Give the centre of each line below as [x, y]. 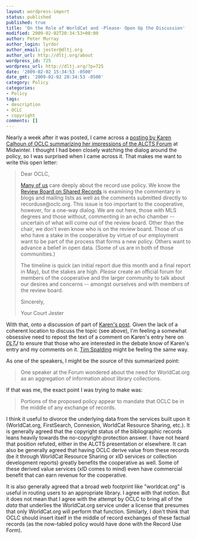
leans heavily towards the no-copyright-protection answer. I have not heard [98, 438]
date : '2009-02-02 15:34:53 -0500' [50, 72]
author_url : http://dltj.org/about [50, 55]
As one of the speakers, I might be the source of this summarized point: [93, 361]
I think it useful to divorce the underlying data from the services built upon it [98, 419]
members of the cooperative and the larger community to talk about [103, 278]
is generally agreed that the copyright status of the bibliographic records [94, 431]
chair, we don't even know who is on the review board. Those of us [102, 229]
